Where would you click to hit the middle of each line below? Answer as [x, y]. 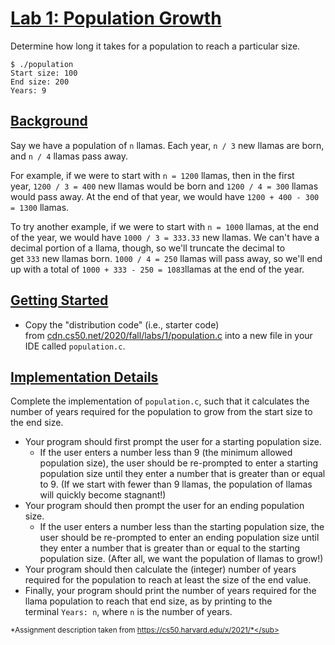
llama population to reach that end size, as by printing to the [148, 601]
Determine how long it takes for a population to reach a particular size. [155, 46]
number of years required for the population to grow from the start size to [161, 412]
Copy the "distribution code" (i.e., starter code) [122, 324]
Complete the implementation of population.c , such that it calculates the [160, 401]
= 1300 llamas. [40, 207]
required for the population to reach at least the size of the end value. [168, 580]
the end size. [37, 423]
